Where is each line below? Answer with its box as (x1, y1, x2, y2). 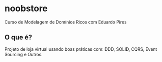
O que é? (4, 33, 32, 41)
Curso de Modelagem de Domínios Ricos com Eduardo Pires (4, 19, 127, 25)
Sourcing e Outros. (4, 51, 43, 57)
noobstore (4, 3, 48, 14)
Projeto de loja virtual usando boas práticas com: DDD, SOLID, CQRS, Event (4, 46, 158, 52)
